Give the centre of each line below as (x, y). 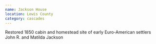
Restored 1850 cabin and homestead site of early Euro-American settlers (78, 32)
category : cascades (25, 18)
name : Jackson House (26, 9)
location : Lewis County (29, 14)
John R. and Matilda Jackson (34, 37)
